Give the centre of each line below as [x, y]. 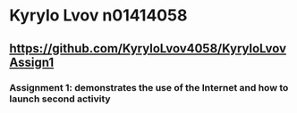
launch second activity [60, 99]
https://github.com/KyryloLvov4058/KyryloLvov [148, 48]
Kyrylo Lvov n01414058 [98, 16]
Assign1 [32, 62]
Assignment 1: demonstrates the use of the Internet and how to [149, 87]
